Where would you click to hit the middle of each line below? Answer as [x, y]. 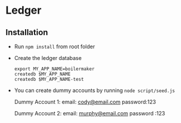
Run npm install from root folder [54, 46]
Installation [27, 32]
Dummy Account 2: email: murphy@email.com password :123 [90, 113]
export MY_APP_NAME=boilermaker [54, 69]
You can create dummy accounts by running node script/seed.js [94, 90]
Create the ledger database [48, 58]
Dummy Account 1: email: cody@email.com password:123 [85, 102]
